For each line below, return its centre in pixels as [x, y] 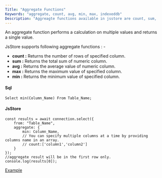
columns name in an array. [32, 140]
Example [14, 170]
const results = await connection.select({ [50, 119]
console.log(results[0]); [31, 161]
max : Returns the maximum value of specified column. [67, 72]
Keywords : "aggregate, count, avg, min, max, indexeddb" [64, 14]
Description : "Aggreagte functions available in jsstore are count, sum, [81, 18]
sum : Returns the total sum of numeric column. [59, 61]
